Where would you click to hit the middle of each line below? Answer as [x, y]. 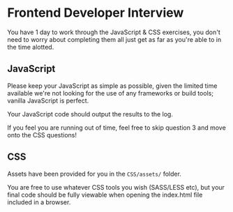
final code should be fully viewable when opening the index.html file [105, 195]
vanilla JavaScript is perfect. [48, 100]
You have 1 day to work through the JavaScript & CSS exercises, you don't [114, 32]
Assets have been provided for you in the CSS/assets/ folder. [94, 174]
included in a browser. [39, 202]
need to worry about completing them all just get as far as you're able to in [114, 39]
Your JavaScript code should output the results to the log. [90, 114]
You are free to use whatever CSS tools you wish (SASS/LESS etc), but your [116, 187]
